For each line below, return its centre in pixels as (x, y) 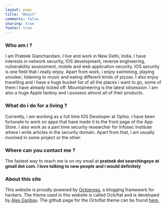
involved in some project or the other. (43, 137)
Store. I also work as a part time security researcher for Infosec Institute (79, 127)
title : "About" (21, 14)
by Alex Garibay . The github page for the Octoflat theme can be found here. (82, 200)
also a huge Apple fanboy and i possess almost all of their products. (74, 93)
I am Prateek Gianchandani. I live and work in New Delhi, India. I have (76, 56)
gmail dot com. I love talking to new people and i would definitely (73, 166)
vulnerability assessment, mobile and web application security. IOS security (82, 67)
